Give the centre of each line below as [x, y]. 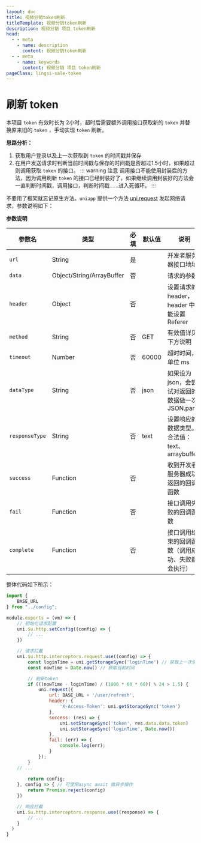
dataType [22, 390]
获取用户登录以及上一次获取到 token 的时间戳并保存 [78, 156]
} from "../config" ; [32, 607]
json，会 [179, 382]
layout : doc [21, 12]
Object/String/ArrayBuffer [88, 276]
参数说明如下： [35, 206]
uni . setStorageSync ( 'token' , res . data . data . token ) [124, 723]
